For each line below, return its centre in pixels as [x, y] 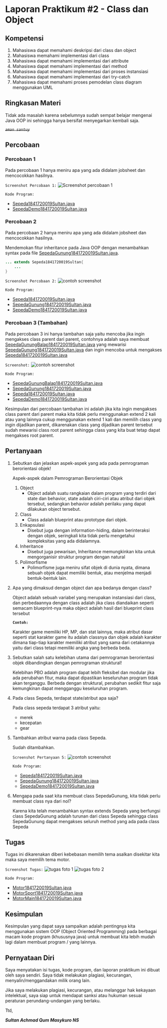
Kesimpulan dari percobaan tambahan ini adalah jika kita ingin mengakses [81, 409]
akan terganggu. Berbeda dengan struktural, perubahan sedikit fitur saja [86, 683]
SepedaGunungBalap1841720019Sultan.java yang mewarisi [66, 344]
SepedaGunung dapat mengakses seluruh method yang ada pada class [86, 821]
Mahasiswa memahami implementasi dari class [61, 55]
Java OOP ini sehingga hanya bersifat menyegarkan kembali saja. [72, 120]
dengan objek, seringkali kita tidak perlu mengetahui [81, 535]
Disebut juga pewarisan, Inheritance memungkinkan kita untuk [91, 551]
